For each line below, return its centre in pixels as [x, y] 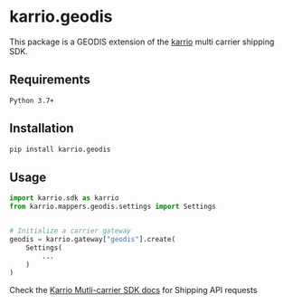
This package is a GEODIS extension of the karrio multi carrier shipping [142, 42]
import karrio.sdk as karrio [64, 198]
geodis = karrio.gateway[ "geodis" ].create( [93, 239]
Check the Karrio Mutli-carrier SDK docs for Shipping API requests [133, 290]
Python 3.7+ [32, 100]
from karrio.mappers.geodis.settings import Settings [113, 207]
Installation [42, 128]
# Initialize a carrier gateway [70, 231]
